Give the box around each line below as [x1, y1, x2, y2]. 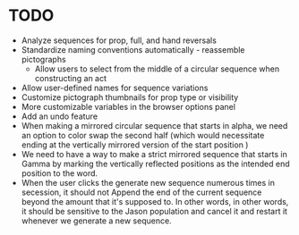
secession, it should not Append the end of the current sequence [21, 187, 262, 197]
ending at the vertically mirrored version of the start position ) [21, 139, 249, 150]
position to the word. [21, 167, 98, 179]
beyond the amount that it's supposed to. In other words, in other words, [21, 196, 289, 206]
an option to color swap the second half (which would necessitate [21, 130, 265, 140]
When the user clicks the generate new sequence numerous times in [21, 177, 275, 188]
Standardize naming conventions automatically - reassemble [21, 44, 245, 55]
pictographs [21, 54, 66, 64]
